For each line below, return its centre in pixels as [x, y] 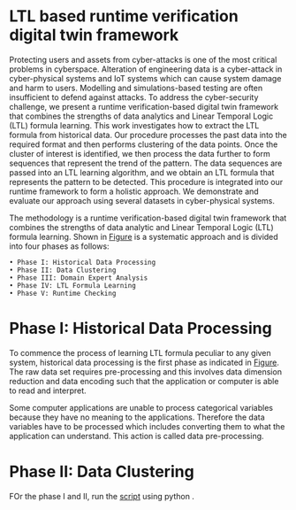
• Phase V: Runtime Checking [63, 293]
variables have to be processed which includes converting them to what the [147, 426]
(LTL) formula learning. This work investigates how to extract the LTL [134, 125]
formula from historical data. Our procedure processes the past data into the [148, 135]
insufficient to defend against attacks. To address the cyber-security [134, 97]
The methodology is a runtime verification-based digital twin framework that [148, 218]
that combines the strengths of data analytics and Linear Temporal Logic [141, 116]
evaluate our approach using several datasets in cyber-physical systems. [142, 200]
